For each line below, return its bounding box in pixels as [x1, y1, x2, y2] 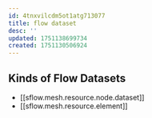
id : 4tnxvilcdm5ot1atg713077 [8, 11, 106, 20]
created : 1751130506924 [8, 42, 88, 50]
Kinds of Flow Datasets [8, 71, 126, 85]
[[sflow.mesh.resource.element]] [19, 101, 128, 111]
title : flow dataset [8, 19, 78, 27]
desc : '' [8, 26, 38, 35]
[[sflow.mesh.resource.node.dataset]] [19, 92, 145, 102]
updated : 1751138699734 [8, 34, 88, 43]
